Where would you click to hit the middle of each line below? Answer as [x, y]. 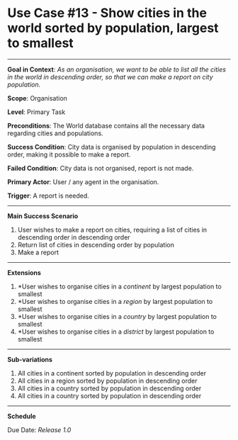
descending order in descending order [74, 237]
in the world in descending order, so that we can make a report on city [110, 77]
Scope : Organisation [37, 98]
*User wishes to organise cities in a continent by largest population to [119, 286]
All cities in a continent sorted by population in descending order [112, 373]
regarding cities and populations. [56, 133]
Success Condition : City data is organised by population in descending [112, 147]
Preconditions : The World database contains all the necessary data [106, 125]
